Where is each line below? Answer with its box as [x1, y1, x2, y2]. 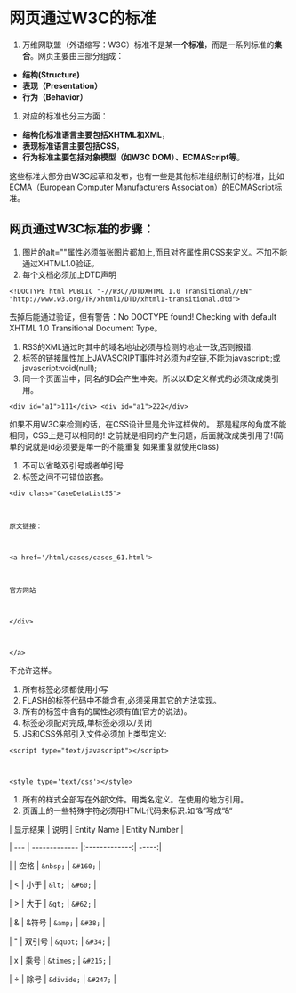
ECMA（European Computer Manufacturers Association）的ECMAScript [9, 182, 275, 192]
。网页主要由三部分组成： [29, 50, 124, 61]
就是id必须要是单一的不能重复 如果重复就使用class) [32, 441, 220, 452]
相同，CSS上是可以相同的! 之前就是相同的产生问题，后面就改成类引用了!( [9, 429, 276, 441]
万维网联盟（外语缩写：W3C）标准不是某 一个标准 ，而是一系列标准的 [21, 39, 275, 50]
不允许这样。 [9, 664, 56, 675]
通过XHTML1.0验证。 [21, 257, 100, 268]
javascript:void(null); [21, 362, 98, 373]
